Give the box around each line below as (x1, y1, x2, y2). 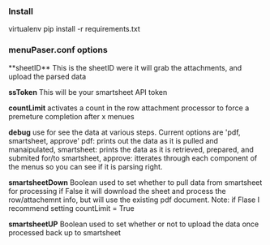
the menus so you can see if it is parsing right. (8, 161, 163, 171)
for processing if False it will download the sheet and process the (8, 186, 226, 196)
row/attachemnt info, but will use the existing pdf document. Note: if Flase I (8, 195, 260, 204)
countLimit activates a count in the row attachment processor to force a (8, 103, 250, 113)
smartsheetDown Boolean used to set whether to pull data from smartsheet (8, 177, 263, 187)
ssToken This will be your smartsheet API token (8, 87, 168, 97)
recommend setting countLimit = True (8, 203, 135, 213)
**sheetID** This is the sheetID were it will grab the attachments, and (8, 62, 242, 72)
